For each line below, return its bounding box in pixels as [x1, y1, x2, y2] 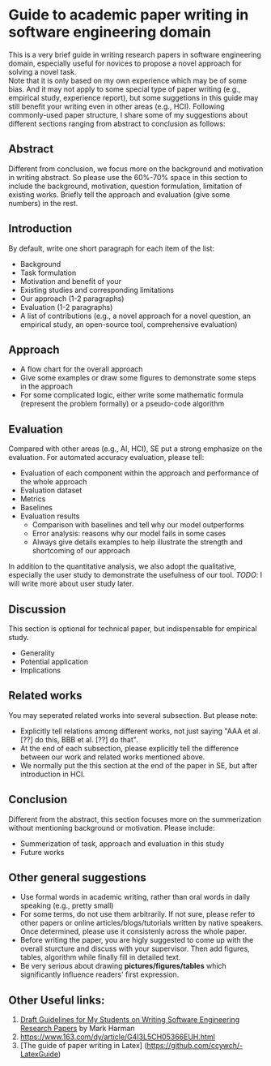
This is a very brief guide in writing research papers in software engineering [8, 49, 261, 59]
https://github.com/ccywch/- [146, 1041, 243, 1051]
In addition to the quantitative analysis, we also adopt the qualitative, [8, 561, 237, 571]
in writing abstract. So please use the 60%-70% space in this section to [8, 172, 248, 182]
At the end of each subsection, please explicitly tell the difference [19, 743, 239, 753]
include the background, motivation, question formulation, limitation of [8, 181, 243, 191]
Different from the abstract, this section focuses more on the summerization [8, 814, 261, 824]
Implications [19, 665, 61, 675]
